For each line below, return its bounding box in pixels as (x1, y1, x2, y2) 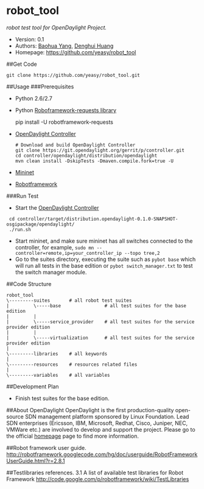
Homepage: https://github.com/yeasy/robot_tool (15, 48, 136, 55)
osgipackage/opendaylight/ (6, 221, 75, 227)
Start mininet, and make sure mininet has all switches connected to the (15, 237, 193, 245)
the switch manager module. (15, 268, 87, 276)
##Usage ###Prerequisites (6, 83, 74, 90)
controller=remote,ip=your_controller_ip (15, 250, 122, 256)
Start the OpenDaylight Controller (15, 204, 99, 211)
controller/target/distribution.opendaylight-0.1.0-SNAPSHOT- (17, 216, 178, 222)
